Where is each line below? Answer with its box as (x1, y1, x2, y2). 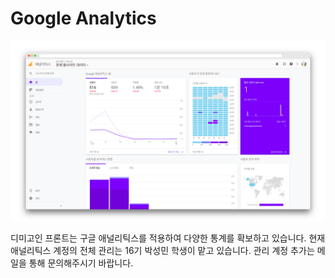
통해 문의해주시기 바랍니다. (28, 257, 134, 269)
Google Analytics (10, 7, 157, 30)
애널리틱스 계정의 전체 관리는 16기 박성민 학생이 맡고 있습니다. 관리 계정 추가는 (10, 245, 315, 257)
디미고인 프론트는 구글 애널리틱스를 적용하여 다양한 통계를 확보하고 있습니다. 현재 (10, 232, 326, 244)
